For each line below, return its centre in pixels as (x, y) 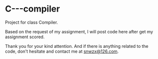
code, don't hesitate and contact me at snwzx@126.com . (62, 51)
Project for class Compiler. (32, 22)
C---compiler (33, 9)
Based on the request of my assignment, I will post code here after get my (79, 31)
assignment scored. (25, 37)
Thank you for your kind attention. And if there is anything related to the (77, 46)
